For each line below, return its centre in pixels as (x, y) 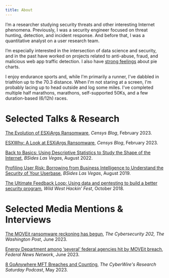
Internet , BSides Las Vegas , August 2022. (49, 158)
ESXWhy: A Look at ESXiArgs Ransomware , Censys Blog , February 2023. (82, 142)
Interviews (28, 220)
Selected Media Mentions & (64, 209)
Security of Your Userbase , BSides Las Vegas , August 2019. (68, 173)
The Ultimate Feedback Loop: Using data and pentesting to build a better (81, 183)
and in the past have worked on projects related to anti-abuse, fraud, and (82, 56)
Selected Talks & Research (62, 119)
